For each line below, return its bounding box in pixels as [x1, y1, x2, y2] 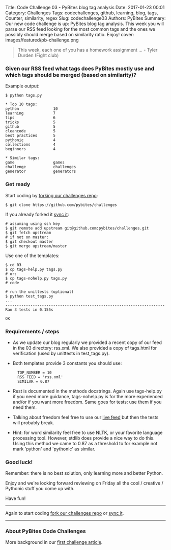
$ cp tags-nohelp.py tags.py [5, 276, 67, 281]
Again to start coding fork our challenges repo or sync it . [5, 510, 124, 516]
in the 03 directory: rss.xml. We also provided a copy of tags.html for [12, 345, 157, 351]
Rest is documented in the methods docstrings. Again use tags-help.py [12, 388, 162, 394]
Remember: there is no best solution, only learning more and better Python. [5, 470, 163, 476]
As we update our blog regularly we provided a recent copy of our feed [12, 339, 162, 346]
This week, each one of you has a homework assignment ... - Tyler [17, 47, 158, 53]
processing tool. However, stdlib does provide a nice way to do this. [12, 434, 155, 441]
